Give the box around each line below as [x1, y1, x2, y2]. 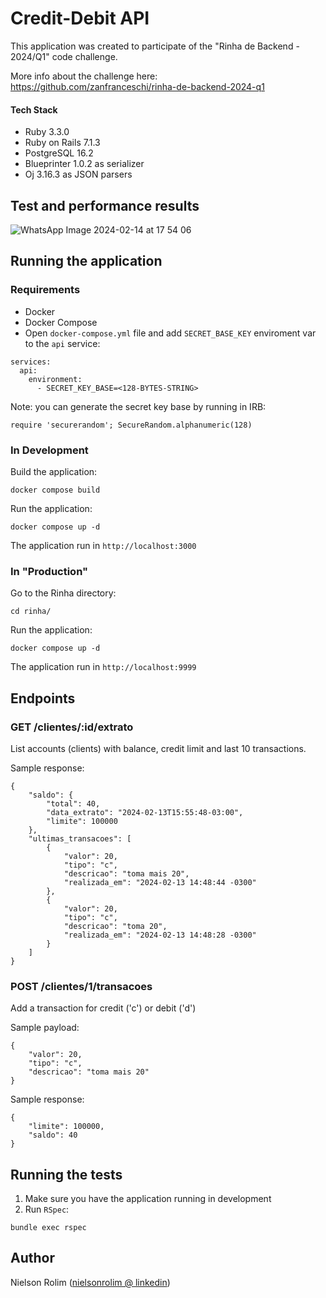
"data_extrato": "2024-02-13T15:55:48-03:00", [46, 807, 244, 817]
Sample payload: [10, 1022, 80, 1034]
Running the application [10, 253, 163, 270]
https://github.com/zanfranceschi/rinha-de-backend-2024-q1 [10, 80, 265, 92]
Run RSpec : [24, 1203, 70, 1216]
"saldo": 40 [28, 1130, 78, 1141]
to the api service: [24, 337, 101, 349]
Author [10, 1250, 55, 1267]
